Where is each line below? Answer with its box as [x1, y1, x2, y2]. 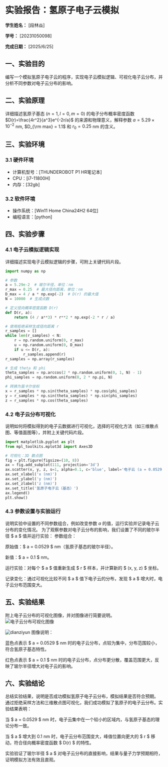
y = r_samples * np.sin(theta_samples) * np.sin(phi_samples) [5, 393, 137, 398]
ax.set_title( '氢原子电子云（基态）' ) [5, 485, 78, 491]
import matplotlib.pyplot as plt [5, 439, 75, 444]
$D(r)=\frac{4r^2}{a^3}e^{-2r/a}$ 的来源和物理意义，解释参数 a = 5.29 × [5, 116, 155, 123]
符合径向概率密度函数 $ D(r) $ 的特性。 [13, 740, 94, 746]
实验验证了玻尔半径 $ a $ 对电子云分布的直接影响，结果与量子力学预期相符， [5, 750, 163, 756]
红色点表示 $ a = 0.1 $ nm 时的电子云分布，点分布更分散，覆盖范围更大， [5, 657, 155, 663]
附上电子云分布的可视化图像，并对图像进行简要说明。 [5, 612, 115, 618]
